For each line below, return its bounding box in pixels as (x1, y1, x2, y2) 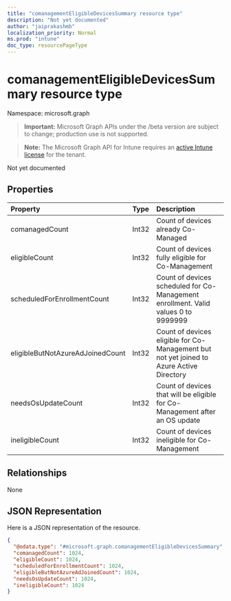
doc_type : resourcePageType (7, 42, 88, 49)
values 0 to (155, 307, 192, 317)
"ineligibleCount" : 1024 (13, 582, 85, 589)
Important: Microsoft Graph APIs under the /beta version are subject (23, 122, 219, 131)
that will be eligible (155, 390, 217, 399)
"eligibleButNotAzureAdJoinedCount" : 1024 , (13, 569, 140, 576)
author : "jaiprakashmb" (7, 23, 76, 30)
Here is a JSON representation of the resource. (7, 524, 141, 532)
